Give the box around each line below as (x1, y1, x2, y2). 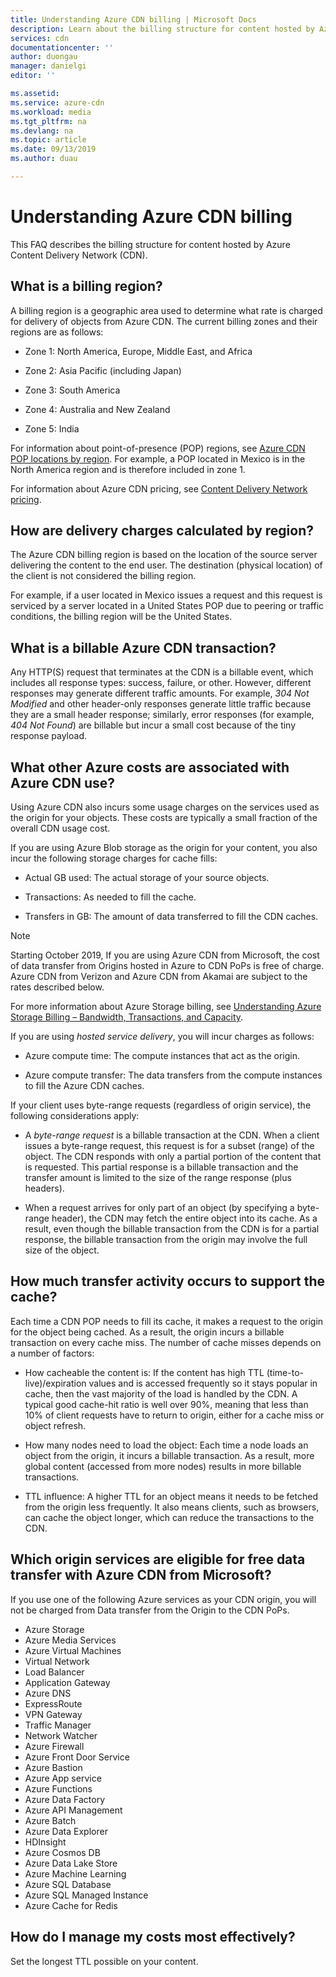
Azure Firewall (24, 1740, 85, 1752)
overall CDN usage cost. (10, 822, 111, 835)
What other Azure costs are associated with (10, 759, 290, 776)
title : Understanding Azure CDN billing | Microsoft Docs (10, 14, 257, 25)
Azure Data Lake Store (24, 1857, 118, 1869)
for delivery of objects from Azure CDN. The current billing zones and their (10, 315, 318, 327)
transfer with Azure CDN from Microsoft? (10, 1567, 272, 1584)
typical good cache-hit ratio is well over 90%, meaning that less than (24, 1398, 309, 1410)
